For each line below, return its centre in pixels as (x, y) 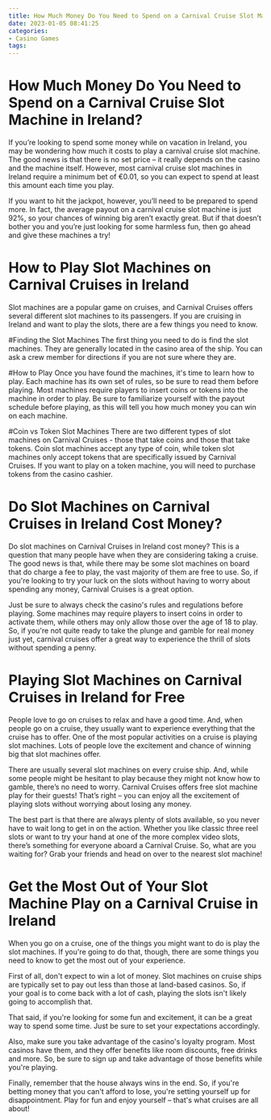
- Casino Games (34, 38)
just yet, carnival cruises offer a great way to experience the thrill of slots (130, 639)
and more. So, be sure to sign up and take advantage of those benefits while (135, 1059)
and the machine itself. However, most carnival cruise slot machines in (125, 168)
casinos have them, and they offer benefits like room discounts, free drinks (133, 1050)
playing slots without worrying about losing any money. (100, 804)
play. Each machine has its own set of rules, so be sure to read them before (133, 381)
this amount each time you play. (61, 186)
